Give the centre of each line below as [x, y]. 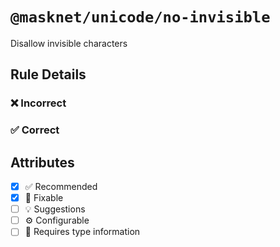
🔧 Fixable [44, 198]
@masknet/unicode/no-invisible [140, 17]
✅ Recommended [61, 186]
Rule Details [48, 74]
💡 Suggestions [55, 209]
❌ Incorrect [38, 103]
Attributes [42, 162]
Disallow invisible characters [69, 43]
